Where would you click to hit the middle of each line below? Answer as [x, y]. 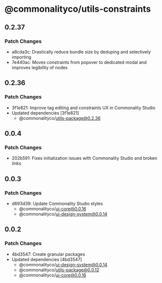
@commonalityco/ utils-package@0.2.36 [60, 118]
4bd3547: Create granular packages [48, 254]
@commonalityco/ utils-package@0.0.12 [59, 270]
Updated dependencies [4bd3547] [47, 259]
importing [21, 57]
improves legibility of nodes [40, 67]
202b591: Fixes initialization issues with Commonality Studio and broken [84, 158]
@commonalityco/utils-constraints [78, 9]
